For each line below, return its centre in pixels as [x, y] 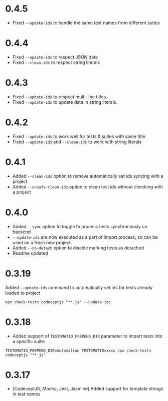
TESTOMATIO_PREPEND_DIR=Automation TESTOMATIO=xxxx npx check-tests [78, 351]
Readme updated [30, 253]
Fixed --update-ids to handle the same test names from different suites [86, 23]
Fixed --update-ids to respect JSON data [55, 57]
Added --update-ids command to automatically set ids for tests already [79, 287]
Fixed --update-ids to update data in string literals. [65, 102]
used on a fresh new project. [42, 242]
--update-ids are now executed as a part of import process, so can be [85, 237]
